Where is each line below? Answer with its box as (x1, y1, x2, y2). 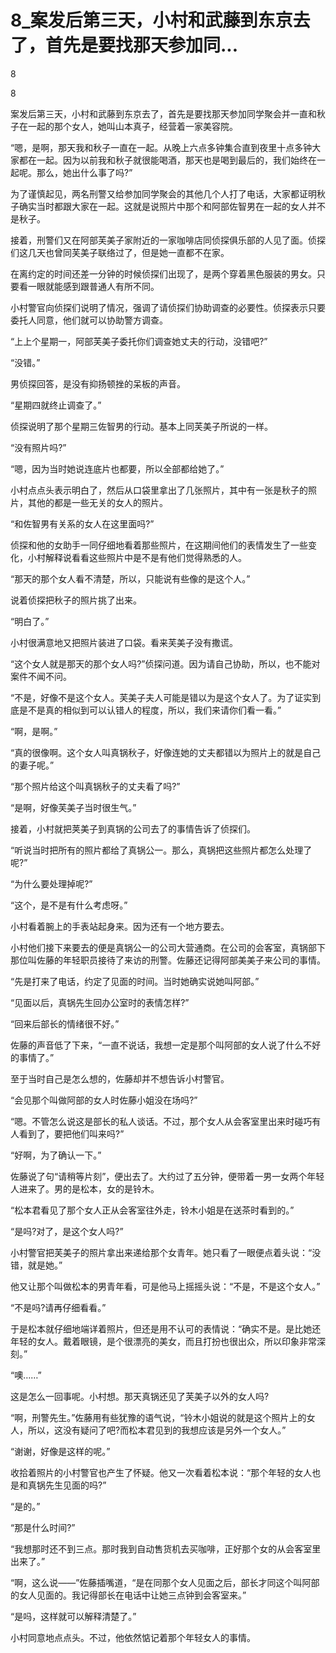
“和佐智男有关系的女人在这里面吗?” (10, 517, 155, 530)
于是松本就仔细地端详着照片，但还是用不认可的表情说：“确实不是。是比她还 (10, 1322, 322, 1335)
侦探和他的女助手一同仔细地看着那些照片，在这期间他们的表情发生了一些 (10, 539, 308, 551)
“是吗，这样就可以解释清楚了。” (10, 1610, 137, 1622)
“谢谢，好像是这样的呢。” (10, 1445, 111, 1457)
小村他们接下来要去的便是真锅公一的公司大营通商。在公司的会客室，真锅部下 (10, 941, 326, 953)
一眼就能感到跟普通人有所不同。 (27, 280, 160, 292)
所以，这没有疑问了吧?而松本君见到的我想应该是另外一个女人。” (27, 1424, 287, 1436)
